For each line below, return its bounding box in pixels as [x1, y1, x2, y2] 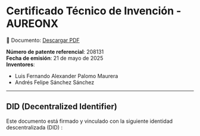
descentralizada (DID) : [6, 123, 63, 131]
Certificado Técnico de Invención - [6, 4, 182, 18]
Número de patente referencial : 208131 [6, 48, 104, 55]
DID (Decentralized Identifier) [6, 101, 117, 112]
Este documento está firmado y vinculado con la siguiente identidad [6, 118, 173, 125]
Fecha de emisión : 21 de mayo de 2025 [6, 54, 104, 61]
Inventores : [6, 61, 35, 68]
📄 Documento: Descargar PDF [6, 36, 80, 44]
